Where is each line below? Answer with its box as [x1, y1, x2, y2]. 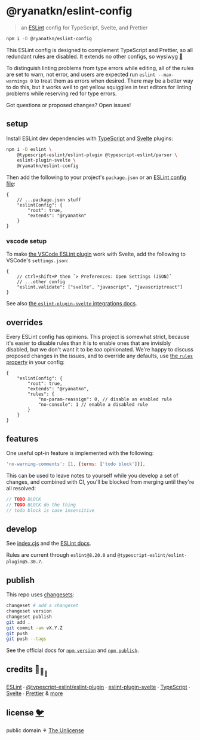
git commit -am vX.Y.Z [6, 624, 63, 631]
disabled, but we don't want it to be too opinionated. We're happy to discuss [6, 346, 194, 353]
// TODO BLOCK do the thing [6, 502, 76, 508]
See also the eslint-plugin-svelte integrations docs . [6, 300, 137, 307]
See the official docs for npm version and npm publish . [6, 647, 139, 654]
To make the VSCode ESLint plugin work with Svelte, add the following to [6, 250, 186, 258]
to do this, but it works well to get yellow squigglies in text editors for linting [6, 83, 192, 90]
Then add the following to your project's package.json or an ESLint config [6, 174, 187, 181]
